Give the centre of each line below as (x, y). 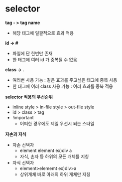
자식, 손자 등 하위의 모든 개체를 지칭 (54, 156)
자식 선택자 (23, 162)
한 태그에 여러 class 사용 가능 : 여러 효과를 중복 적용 (62, 86)
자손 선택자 (23, 145)
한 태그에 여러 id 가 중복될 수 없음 (45, 59)
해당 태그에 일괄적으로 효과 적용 (43, 33)
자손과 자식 (16, 134)
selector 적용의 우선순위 (29, 97)
